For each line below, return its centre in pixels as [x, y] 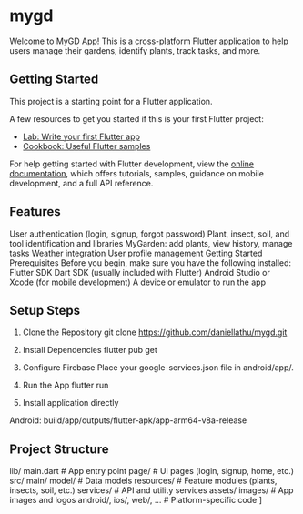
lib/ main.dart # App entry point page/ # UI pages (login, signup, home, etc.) [151, 471]
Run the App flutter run [66, 385]
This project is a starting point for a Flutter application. [111, 101]
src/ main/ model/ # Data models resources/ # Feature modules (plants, [143, 481]
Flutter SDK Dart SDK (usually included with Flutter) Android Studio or [140, 272]
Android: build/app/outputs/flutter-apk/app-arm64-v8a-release [128, 420]
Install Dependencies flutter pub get [90, 350]
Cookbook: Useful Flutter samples [86, 146]
